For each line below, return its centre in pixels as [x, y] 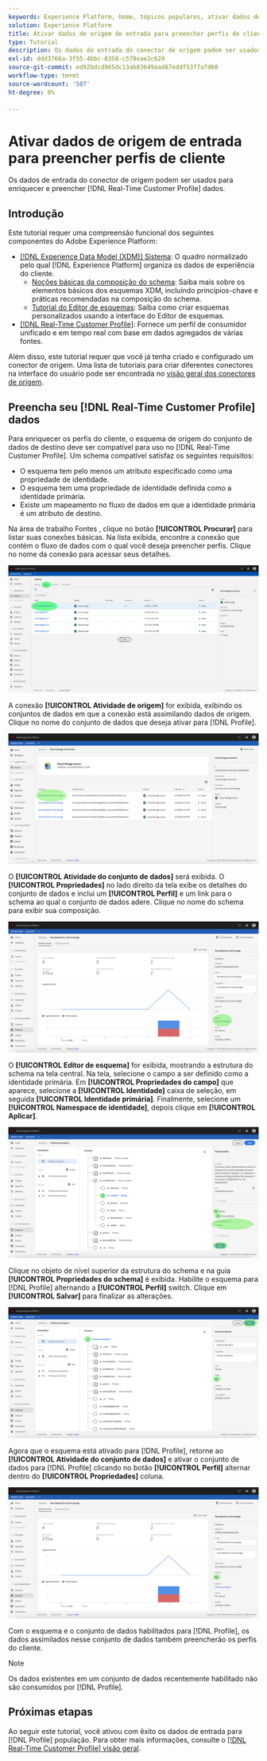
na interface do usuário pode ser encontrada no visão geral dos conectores [132, 373]
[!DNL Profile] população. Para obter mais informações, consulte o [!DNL [127, 1740]
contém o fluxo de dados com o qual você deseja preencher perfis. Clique [130, 545]
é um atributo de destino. [61, 513]
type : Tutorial [33, 42]
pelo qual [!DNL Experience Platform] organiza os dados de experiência [137, 265]
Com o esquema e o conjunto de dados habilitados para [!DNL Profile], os [129, 1630]
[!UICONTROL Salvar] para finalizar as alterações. [91, 1296]
